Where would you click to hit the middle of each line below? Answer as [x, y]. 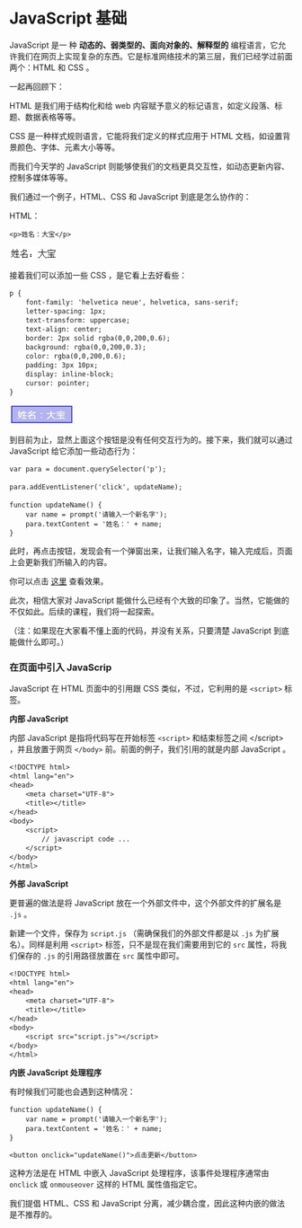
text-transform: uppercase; [78, 320]
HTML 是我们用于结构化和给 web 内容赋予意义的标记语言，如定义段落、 [142, 105]
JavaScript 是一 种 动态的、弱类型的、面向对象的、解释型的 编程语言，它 [144, 45]
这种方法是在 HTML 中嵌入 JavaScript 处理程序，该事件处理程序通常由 [139, 1173]
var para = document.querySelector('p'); [88, 469]
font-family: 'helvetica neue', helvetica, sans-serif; [133, 302]
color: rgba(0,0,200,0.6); [76, 356]
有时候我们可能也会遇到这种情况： [72, 1091]
